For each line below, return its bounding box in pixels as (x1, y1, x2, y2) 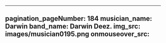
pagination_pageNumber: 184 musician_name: (5, 14, 152, 23)
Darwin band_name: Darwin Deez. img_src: (5, 22, 141, 31)
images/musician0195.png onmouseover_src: (5, 30, 150, 39)
